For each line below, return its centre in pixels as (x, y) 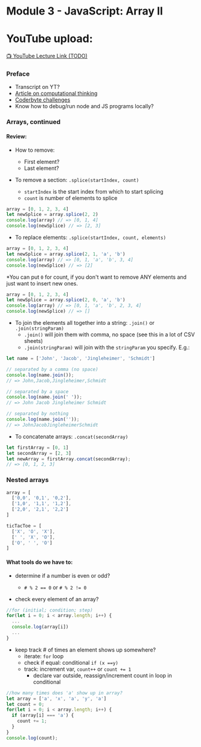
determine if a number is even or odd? (62, 575)
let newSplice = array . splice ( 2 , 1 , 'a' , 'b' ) (66, 254)
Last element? (41, 168)
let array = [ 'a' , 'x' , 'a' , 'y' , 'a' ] (56, 699)
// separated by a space (37, 391)
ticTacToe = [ (24, 526)
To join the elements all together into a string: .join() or (85, 323)
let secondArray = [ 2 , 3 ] (39, 453)
